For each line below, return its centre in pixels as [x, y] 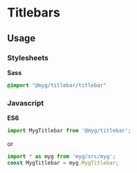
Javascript [26, 103]
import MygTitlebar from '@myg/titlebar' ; [69, 131]
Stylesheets [28, 58]
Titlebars [34, 13]
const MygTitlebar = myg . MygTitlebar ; [63, 163]
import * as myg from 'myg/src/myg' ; [62, 156]
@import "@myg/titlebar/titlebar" [57, 85]
